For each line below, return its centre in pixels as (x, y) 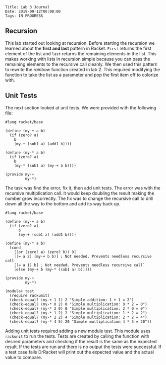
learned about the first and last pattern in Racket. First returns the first (78, 48)
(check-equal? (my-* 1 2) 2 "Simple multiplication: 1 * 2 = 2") (79, 313)
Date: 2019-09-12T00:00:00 (33, 11)
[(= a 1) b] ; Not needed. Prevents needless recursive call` (80, 265)
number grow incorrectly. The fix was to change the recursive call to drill (79, 198)
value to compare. (24, 357)
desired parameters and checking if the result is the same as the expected (81, 341)
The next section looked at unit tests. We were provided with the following (81, 107)
